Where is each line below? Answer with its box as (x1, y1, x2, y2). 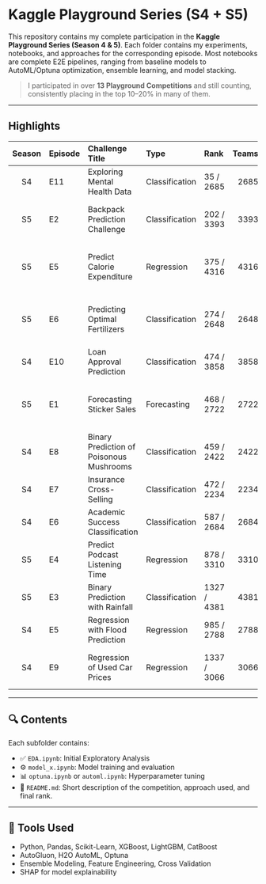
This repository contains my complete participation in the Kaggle (8, 32, 220, 41)
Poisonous (87, 451, 127, 462)
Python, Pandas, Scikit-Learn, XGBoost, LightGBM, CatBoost (19, 842, 218, 852)
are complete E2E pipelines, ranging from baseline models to (8, 57, 207, 66)
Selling (87, 493, 113, 504)
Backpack (87, 203, 125, 214)
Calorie (87, 261, 115, 272)
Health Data (87, 186, 132, 197)
